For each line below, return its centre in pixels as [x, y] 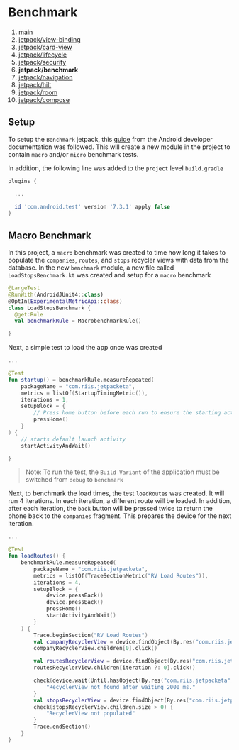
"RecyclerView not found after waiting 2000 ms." [121, 687]
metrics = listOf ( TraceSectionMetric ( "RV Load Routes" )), [121, 575]
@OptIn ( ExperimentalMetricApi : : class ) [65, 301]
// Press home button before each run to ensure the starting [127, 413]
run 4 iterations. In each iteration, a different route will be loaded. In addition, [120, 501]
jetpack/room [38, 92]
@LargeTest [24, 288]
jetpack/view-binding [49, 39]
